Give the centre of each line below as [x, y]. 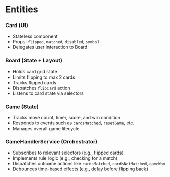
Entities [22, 9]
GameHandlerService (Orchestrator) [52, 142]
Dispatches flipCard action [41, 88]
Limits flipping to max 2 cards [44, 77]
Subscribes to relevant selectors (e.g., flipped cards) [68, 153]
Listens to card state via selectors [48, 93]
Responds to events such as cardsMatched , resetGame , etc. [73, 123]
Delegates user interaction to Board [50, 47]
